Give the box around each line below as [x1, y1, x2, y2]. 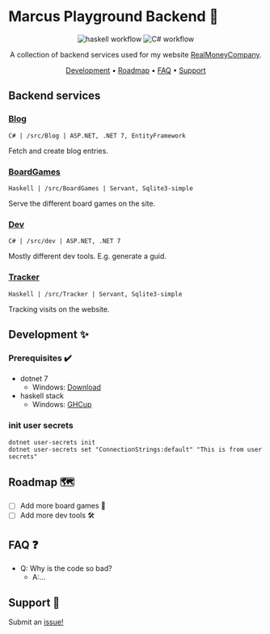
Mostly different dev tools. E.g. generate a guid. [8, 251, 167, 262]
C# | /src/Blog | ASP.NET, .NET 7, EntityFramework [8, 131, 186, 140]
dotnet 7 [19, 374, 49, 384]
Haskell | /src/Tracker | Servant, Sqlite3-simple [8, 290, 183, 298]
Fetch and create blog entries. [8, 146, 109, 155]
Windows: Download [32, 382, 101, 392]
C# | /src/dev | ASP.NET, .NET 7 [8, 237, 121, 245]
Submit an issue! [8, 617, 64, 627]
